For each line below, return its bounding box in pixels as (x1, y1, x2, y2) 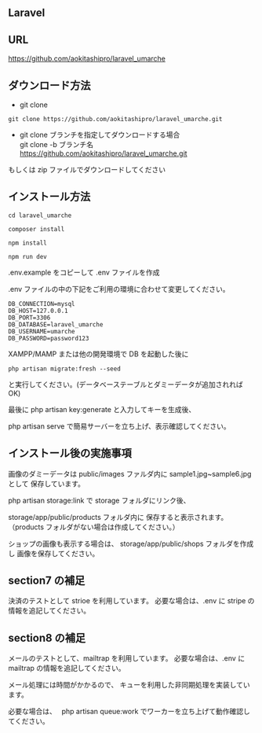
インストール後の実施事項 (8, 447, 132, 460)
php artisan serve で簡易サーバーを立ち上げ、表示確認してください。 (8, 421, 231, 431)
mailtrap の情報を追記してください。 (8, 664, 126, 673)
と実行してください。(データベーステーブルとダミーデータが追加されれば (8, 379, 243, 389)
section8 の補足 (8, 631, 86, 644)
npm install (8, 239, 47, 247)
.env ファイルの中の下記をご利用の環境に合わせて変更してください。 (8, 284, 230, 293)
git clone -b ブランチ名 (19, 140, 94, 149)
